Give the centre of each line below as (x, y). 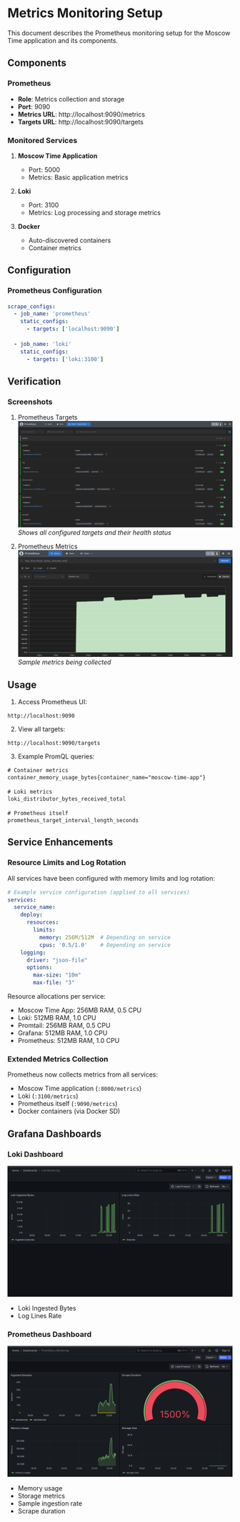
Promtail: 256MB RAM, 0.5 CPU (64, 1026)
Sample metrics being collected (64, 662)
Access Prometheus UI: (52, 702)
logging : (33, 952)
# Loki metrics (30, 792)
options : (39, 968)
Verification (34, 381)
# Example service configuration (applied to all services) (99, 892)
